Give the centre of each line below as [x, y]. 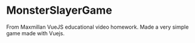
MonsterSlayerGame [59, 10]
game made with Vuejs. [36, 33]
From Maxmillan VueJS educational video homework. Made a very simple [97, 27]
